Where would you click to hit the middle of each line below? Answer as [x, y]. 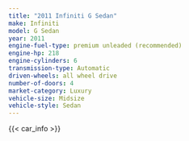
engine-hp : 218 [34, 53]
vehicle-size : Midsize [46, 98]
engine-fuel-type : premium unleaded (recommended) [95, 46]
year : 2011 [27, 38]
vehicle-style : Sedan [45, 106]
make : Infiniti [34, 23]
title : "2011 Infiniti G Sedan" [63, 16]
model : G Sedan [34, 31]
